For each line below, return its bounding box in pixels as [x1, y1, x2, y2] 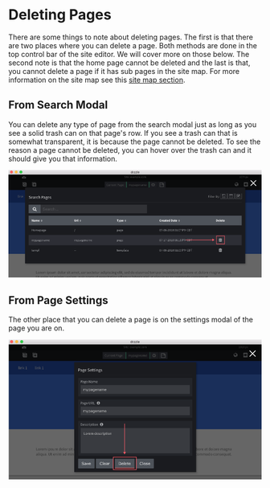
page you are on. [8, 323, 65, 333]
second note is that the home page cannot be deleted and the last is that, [8, 58, 251, 68]
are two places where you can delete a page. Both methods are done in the [8, 40, 257, 50]
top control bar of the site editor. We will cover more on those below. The [8, 49, 250, 59]
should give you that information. [8, 154, 118, 163]
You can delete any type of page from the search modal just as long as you [8, 119, 257, 129]
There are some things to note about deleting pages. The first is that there [8, 32, 253, 42]
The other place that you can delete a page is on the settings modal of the [8, 315, 254, 325]
